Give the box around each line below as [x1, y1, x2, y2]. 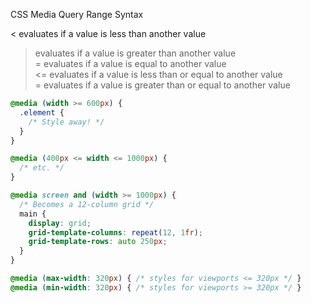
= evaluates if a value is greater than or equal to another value [34, 79, 291, 91]
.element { [19, 107, 65, 118]
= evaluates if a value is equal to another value [34, 58, 227, 69]
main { [19, 209, 47, 219]
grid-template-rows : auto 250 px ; [28, 237, 168, 247]
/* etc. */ [19, 163, 65, 173]
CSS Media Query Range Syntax [10, 9, 144, 20]
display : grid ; [28, 218, 92, 228]
